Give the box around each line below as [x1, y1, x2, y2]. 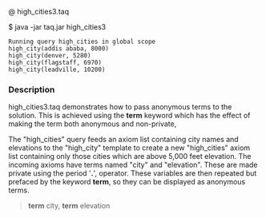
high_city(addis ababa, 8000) [8, 45, 110, 53]
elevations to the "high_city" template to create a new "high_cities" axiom [8, 143, 251, 153]
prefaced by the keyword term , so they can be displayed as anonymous [8, 177, 246, 187]
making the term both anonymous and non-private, [8, 119, 177, 129]
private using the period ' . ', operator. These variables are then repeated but [8, 168, 257, 178]
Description [8, 84, 55, 95]
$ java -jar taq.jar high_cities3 [8, 22, 107, 31]
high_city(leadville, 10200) [8, 65, 106, 73]
